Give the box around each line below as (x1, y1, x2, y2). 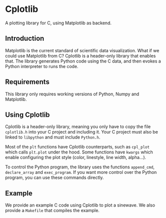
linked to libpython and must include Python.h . (5, 134, 101, 140)
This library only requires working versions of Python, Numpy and (5, 91, 140, 97)
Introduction (5, 34, 45, 43)
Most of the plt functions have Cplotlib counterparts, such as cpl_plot (5, 144, 150, 150)
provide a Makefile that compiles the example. (5, 208, 100, 214)
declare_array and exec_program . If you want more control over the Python (5, 169, 157, 175)
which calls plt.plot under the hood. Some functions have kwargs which (5, 149, 154, 155)
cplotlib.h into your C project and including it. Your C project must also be (5, 129, 159, 135)
